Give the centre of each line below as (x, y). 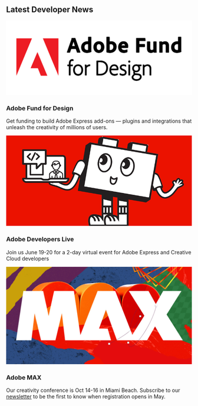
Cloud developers (28, 258)
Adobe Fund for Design (40, 109)
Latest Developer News (50, 10)
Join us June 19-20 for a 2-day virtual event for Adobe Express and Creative (99, 252)
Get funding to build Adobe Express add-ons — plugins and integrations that (99, 121)
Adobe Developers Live (40, 240)
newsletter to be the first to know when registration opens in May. (86, 397)
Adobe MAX (24, 377)
